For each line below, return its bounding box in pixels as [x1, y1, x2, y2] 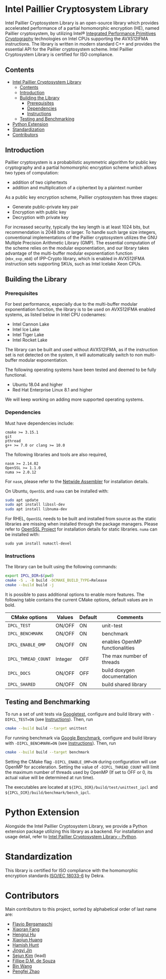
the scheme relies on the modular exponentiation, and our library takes [5, 245, 149, 251]
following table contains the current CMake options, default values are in [5, 597, 153, 603]
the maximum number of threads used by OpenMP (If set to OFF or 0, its [5, 769, 153, 775]
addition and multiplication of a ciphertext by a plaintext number [12, 184, 143, 190]
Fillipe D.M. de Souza [12, 958, 56, 964]
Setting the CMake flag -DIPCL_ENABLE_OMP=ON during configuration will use [5, 759, 157, 764]
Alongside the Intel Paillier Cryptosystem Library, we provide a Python [5, 823, 147, 829]
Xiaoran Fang [12, 926, 40, 932]
